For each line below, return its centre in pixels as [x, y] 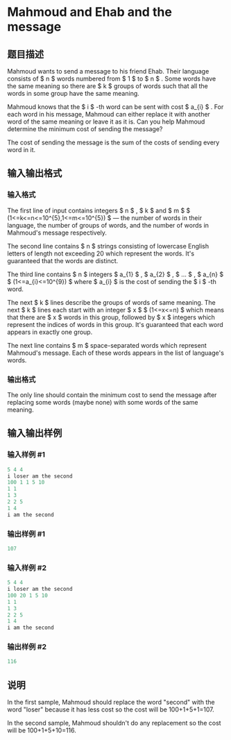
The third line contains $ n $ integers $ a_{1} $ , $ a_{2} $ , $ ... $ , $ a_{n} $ [115, 274]
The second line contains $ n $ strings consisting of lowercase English [108, 246]
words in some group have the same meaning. [74, 93]
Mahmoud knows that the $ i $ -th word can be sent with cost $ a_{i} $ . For [115, 107]
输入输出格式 [35, 173]
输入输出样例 [35, 434]
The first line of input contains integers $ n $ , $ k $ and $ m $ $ [99, 210]
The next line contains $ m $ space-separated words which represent [107, 345]
